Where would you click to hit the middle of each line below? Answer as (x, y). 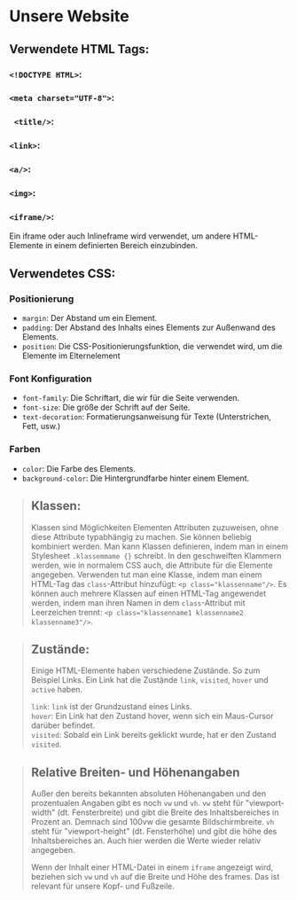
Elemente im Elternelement (71, 356)
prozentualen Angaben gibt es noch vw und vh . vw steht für (137, 803)
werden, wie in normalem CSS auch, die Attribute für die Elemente (152, 565)
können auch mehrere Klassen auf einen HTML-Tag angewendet (148, 593)
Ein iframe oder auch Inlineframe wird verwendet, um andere (120, 236)
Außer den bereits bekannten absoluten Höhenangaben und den (148, 794)
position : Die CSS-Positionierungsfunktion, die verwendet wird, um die (152, 347)
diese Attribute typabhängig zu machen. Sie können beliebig (141, 536)
